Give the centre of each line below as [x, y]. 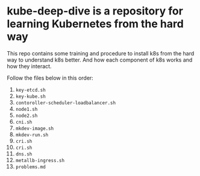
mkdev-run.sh [32, 135]
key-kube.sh [30, 96]
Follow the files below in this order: [50, 78]
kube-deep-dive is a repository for [95, 11]
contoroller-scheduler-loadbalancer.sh [66, 103]
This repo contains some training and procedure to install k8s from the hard [101, 53]
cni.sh [24, 122]
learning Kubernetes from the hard [95, 24]
